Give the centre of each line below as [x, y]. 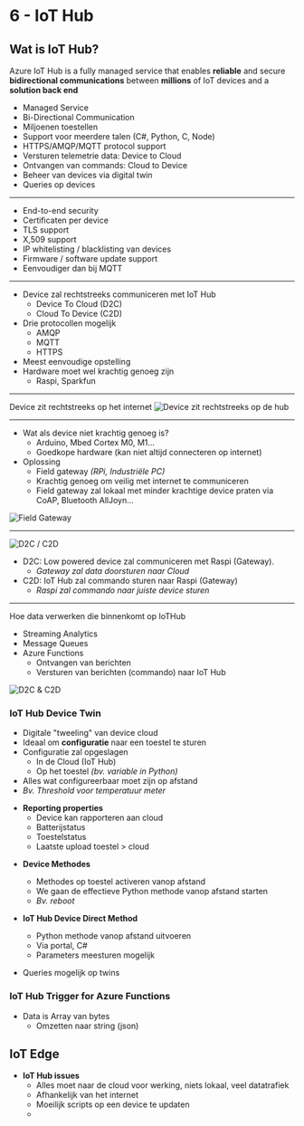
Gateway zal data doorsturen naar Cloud [113, 571]
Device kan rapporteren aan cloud [100, 818]
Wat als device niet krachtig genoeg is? [95, 433]
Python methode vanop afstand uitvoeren [114, 936]
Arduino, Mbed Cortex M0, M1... [95, 443]
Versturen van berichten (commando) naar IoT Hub [131, 672]
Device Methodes [56, 864]
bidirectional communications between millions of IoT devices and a [139, 81]
